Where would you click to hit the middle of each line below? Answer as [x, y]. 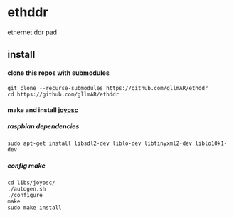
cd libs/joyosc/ [31, 183]
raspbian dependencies [43, 126]
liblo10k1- [211, 143]
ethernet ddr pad [32, 32]
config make [27, 166]
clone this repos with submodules [59, 73]
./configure [25, 196]
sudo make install [34, 208]
